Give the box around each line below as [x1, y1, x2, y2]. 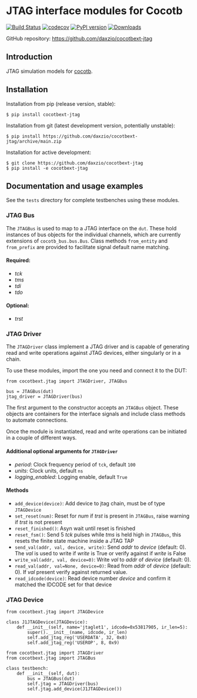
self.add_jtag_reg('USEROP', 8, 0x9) [27, 640, 119, 646]
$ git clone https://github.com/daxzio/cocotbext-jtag [6, 160, 143, 166]
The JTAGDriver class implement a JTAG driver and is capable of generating [6, 343, 190, 350]
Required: [6, 257, 31, 264]
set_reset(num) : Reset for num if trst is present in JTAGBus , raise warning [14, 512, 190, 519]
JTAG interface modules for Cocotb [6, 4, 183, 18]
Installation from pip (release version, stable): [6, 100, 116, 107]
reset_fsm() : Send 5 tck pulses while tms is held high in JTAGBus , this [14, 531, 181, 538]
